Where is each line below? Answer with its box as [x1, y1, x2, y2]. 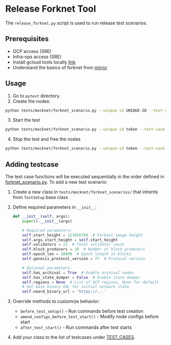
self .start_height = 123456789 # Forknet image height [22, 233, 143, 238]
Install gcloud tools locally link [12, 59, 76, 65]
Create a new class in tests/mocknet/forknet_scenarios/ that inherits [12, 189, 158, 195]
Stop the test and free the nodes [12, 136, 81, 142]
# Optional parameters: [22, 265, 72, 270]
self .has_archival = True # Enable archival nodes [22, 270, 134, 275]
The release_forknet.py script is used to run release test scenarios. [5, 20, 148, 26]
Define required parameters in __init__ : [12, 204, 97, 210]
